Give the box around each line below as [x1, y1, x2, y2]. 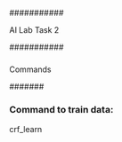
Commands [9, 64, 52, 75]
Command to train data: [9, 104, 114, 116]
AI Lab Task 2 [9, 25, 60, 35]
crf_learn [9, 123, 43, 134]
